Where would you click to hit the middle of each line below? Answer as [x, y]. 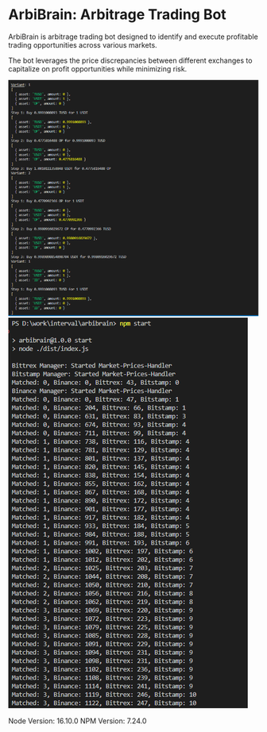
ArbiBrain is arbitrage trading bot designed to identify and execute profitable [133, 37]
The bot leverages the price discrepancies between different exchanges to [130, 60]
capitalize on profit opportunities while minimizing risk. [98, 68]
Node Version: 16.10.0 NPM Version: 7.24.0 [77, 721]
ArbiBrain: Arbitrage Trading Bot [117, 15]
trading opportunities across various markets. [83, 44]
